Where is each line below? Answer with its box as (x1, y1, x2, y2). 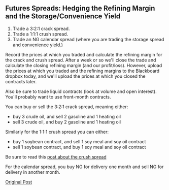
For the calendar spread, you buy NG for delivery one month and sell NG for (5, 164, 164, 170)
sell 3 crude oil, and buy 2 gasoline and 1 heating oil (12, 119, 121, 125)
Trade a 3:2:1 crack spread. (12, 25, 70, 31)
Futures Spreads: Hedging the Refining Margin (5, 4, 155, 13)
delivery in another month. (5, 169, 60, 175)
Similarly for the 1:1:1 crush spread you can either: (5, 129, 109, 135)
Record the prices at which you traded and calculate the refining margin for (5, 51, 162, 57)
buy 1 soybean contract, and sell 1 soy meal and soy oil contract (12, 138, 146, 144)
